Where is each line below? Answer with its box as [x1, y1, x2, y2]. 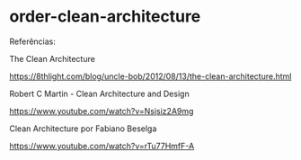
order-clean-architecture [9, 6, 201, 27]
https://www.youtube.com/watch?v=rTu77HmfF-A [9, 140, 195, 151]
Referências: [9, 36, 57, 47]
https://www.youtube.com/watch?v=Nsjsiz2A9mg [9, 105, 194, 116]
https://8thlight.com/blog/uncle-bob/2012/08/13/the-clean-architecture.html [9, 70, 292, 82]
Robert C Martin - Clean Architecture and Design [9, 88, 190, 99]
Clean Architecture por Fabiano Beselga [9, 123, 157, 134]
